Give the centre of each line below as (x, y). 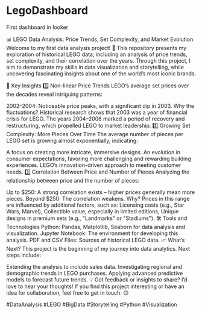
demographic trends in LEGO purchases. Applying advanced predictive (95, 273)
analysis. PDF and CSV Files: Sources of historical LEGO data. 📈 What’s (96, 240)
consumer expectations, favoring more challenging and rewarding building (99, 159)
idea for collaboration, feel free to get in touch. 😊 (68, 292)
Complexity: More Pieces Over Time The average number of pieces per (95, 134)
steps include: (24, 255)
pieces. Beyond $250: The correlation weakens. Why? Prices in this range (98, 198)
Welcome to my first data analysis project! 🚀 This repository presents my (96, 48)
